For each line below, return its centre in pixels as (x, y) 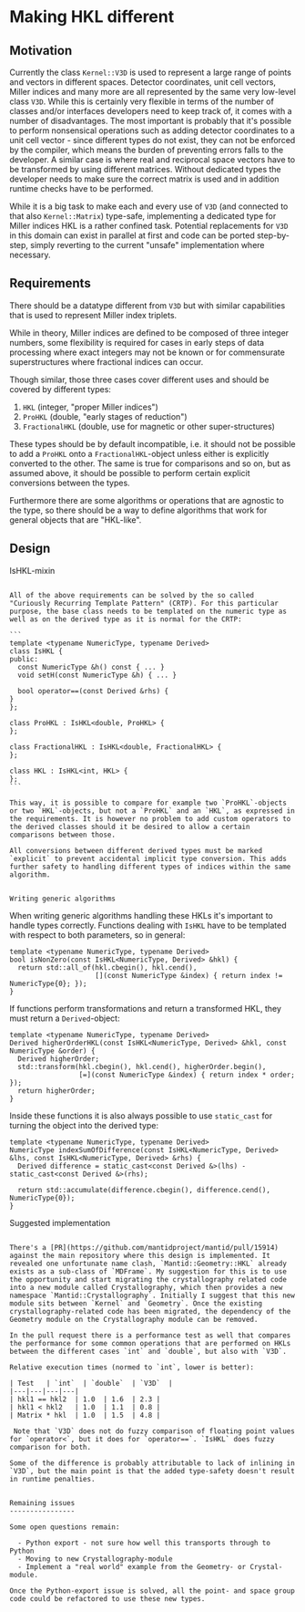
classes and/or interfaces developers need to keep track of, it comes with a (151, 111)
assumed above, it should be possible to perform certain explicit (130, 473)
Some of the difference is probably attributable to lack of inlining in (152, 1463)
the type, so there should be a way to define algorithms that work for (138, 510)
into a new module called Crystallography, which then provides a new (146, 1287)
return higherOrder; (56, 1091)
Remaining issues (42, 1503)
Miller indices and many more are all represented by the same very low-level (152, 92)
